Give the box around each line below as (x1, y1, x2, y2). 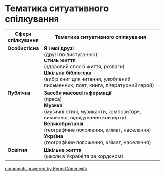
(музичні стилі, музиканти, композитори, (43, 108, 141, 115)
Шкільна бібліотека (43, 69, 92, 76)
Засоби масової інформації (43, 89, 112, 96)
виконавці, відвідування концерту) (43, 114, 127, 121)
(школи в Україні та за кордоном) (43, 153, 124, 160)
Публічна (7, 89, 31, 96)
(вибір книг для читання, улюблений (43, 75, 131, 82)
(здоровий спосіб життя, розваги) (43, 63, 125, 70)
